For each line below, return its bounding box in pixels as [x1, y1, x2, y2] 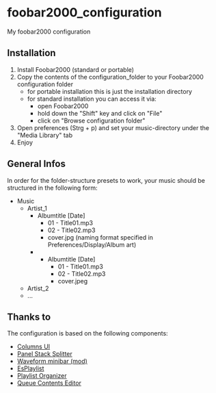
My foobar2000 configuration [7, 27, 91, 36]
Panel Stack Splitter [16, 350, 73, 358]
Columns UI [16, 342, 51, 351]
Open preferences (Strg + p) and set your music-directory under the [16, 123, 210, 131]
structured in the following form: [7, 183, 98, 192]
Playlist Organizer [16, 372, 67, 380]
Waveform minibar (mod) [16, 357, 87, 366]
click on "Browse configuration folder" [37, 116, 146, 125]
